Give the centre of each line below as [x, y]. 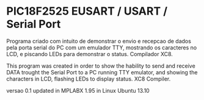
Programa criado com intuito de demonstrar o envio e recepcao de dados [99, 41]
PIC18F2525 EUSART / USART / [87, 11]
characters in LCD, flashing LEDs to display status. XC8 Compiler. [89, 79]
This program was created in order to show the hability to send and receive [101, 66]
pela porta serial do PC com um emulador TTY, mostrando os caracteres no [102, 48]
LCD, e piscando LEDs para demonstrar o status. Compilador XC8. [89, 54]
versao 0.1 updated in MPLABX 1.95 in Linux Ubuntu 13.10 [78, 90]
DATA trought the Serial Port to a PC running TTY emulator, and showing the [102, 72]
